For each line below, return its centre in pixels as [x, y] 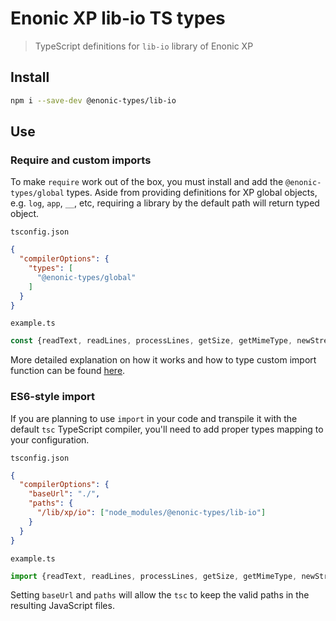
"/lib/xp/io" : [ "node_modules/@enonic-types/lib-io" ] [151, 513]
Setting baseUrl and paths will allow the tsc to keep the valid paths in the [160, 595]
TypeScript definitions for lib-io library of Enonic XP [144, 46]
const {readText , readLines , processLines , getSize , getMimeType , [151, 341]
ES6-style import [53, 397]
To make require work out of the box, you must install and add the [147, 182]
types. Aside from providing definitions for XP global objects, [192, 193]
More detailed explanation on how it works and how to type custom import [163, 360]
